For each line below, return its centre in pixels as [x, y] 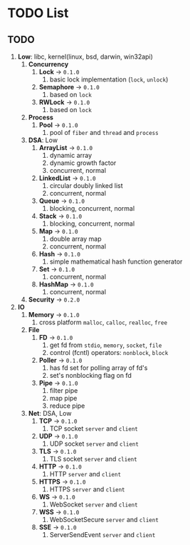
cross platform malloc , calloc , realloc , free [103, 322]
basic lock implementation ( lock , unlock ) [109, 79]
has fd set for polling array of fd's [99, 368]
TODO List [38, 13]
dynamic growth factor [83, 163]
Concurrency [48, 64]
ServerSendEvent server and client [102, 535]
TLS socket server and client [93, 459]
